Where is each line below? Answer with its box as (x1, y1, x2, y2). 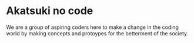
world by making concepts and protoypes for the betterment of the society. (6, 29, 189, 37)
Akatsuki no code (6, 4, 93, 18)
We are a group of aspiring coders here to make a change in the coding (6, 24, 179, 31)
